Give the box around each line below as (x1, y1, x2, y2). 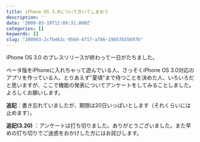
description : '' (6, 14, 47, 20)
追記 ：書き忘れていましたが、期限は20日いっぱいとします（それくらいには (6, 102, 191, 108)
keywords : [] (6, 31, 39, 37)
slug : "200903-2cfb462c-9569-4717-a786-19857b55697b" (6, 37, 144, 43)
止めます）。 (6, 109, 35, 116)
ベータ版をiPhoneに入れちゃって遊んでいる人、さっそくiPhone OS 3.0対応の (6, 67, 195, 74)
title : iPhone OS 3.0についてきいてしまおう (6, 8, 109, 15)
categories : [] (6, 25, 44, 32)
